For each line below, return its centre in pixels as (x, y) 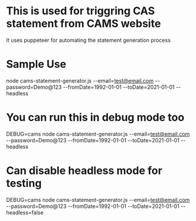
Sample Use (36, 64)
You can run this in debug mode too (95, 118)
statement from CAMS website (84, 24)
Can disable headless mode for (84, 170)
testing (24, 183)
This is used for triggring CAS (81, 11)
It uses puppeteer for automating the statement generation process (88, 40)
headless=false (25, 212)
